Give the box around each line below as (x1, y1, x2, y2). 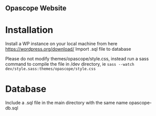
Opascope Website (5, 4, 67, 13)
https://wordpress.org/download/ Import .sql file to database (5, 46, 131, 52)
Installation (5, 24, 54, 36)
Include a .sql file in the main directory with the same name (5, 100, 128, 106)
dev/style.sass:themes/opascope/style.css (5, 66, 96, 72)
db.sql (5, 105, 19, 111)
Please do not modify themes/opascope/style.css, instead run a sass (5, 56, 149, 62)
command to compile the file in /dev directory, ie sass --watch (5, 61, 135, 67)
